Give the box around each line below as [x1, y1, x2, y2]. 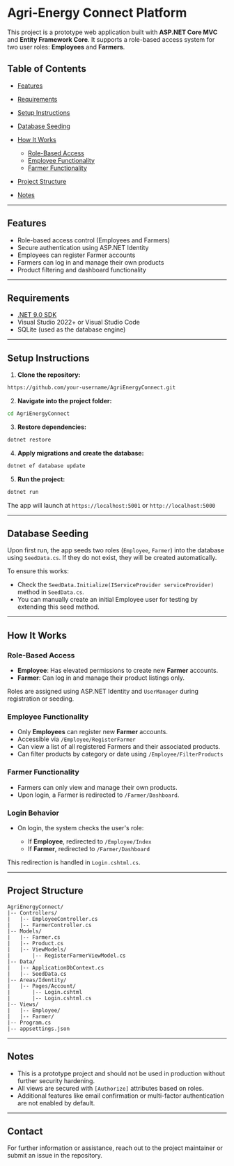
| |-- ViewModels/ [7, 946, 68, 953]
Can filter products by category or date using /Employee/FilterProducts [17, 750, 224, 759]
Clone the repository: [17, 371, 81, 379]
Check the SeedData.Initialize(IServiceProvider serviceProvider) [17, 580, 214, 589]
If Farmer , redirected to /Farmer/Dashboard [27, 844, 150, 853]
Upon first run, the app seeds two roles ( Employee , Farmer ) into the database [7, 546, 225, 554]
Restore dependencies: [17, 423, 87, 431]
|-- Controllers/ [7, 909, 58, 917]
